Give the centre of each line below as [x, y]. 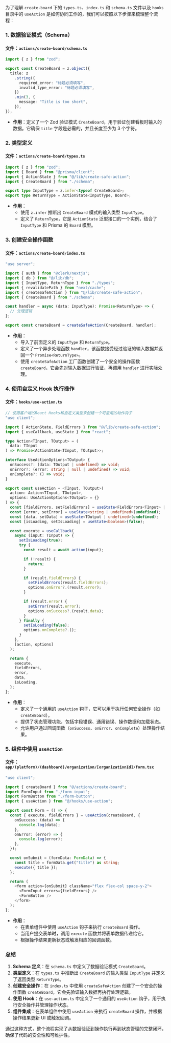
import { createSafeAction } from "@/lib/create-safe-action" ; [74, 292]
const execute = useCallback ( [42, 531]
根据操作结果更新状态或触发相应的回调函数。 [67, 939]
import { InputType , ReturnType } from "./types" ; [60, 283]
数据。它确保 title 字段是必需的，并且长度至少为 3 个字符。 [76, 128]
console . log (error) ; [41, 839]
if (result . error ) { [45, 601]
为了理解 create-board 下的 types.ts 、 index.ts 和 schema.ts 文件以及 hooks [85, 7]
